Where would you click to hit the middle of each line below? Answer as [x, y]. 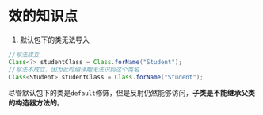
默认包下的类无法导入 [54, 40]
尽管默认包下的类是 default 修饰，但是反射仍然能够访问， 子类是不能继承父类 [132, 93]
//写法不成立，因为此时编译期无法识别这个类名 [74, 69]
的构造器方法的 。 [36, 103]
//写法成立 [24, 55]
